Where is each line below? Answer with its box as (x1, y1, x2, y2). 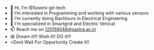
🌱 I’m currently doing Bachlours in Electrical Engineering (10, 15, 128, 21)
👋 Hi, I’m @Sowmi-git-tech (10, 5, 66, 10)
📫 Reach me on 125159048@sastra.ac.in (10, 26, 96, 32)
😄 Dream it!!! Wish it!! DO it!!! (10, 33, 71, 39)
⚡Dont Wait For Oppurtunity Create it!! (10, 39, 90, 45)
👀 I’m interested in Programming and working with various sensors (10, 10, 149, 16)
